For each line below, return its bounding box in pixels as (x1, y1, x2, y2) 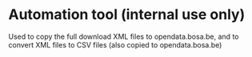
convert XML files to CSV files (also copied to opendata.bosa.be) (8, 40, 222, 49)
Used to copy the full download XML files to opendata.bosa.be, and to (8, 32, 239, 41)
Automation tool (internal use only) (8, 6, 246, 24)
